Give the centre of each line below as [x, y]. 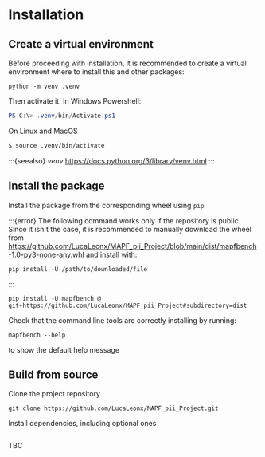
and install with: [112, 254]
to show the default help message [64, 349]
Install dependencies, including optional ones [82, 424]
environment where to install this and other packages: [96, 72]
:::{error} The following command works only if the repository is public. [125, 220]
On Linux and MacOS [43, 131]
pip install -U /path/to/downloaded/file [78, 269]
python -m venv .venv [44, 86]
